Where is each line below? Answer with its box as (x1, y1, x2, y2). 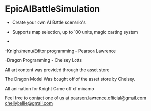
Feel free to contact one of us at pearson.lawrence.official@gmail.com (5, 95, 146, 101)
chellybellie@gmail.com (5, 100, 53, 106)
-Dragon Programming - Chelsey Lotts (5, 57, 82, 63)
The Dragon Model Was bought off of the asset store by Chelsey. (5, 76, 135, 82)
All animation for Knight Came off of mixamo (5, 85, 94, 91)
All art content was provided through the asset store (5, 67, 110, 73)
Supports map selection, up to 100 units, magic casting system (12, 29, 138, 35)
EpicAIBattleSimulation (5, 3, 100, 15)
